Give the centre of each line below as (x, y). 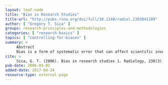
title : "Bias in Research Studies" (42, 14)
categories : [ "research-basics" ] (42, 33)
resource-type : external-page (37, 75)
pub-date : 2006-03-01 (28, 65)
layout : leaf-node (24, 10)
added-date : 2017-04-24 (30, 70)
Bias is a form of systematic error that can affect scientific (85, 51)
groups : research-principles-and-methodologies (56, 28)
